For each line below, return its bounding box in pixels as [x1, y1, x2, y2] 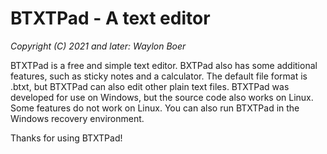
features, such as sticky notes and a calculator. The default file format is [10, 70, 308, 82]
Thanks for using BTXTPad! [10, 132, 123, 144]
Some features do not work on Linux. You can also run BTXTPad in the [10, 102, 300, 114]
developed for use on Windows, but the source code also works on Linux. [10, 91, 314, 103]
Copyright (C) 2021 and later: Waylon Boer [10, 40, 187, 52]
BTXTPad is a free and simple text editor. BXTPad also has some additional [10, 59, 318, 71]
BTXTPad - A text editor [10, 7, 211, 30]
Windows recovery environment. [10, 112, 145, 124]
